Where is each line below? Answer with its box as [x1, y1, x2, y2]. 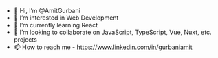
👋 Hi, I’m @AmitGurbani [13, 7, 80, 14]
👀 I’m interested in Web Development [13, 14, 119, 22]
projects [13, 35, 38, 44]
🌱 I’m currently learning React [13, 21, 98, 29]
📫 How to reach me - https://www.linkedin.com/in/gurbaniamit [13, 43, 193, 51]
